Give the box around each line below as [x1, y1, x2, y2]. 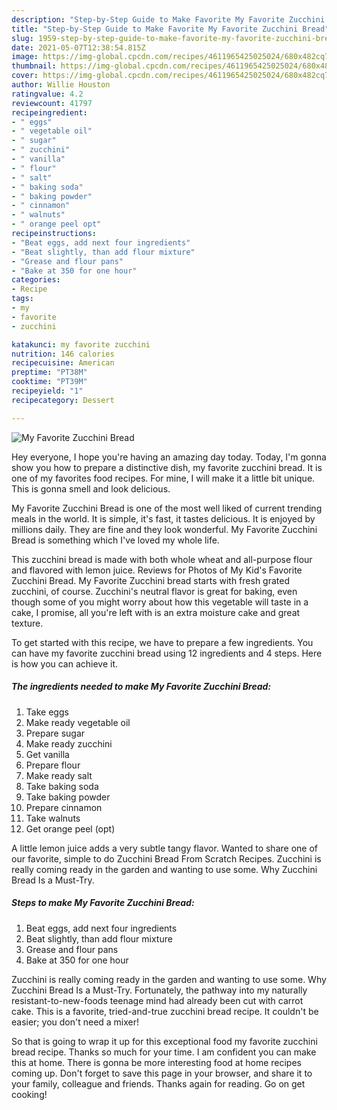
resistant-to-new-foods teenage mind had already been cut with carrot [11, 994, 304, 1006]
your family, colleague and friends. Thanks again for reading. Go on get [11, 1077, 306, 1090]
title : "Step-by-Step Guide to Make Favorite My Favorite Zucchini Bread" [11, 24, 330, 34]
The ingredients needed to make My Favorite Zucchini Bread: [11, 681, 272, 693]
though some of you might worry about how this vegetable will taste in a [11, 596, 309, 608]
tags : [11, 294, 34, 304]
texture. [11, 617, 44, 629]
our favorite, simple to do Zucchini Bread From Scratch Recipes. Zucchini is [11, 852, 322, 865]
